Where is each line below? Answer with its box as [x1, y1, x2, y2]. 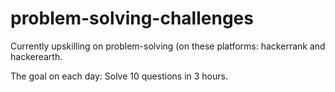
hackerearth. [10, 50, 63, 62]
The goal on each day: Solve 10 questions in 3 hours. [10, 70, 228, 82]
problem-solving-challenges [10, 7, 254, 30]
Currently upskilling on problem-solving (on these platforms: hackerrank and [10, 40, 326, 52]
